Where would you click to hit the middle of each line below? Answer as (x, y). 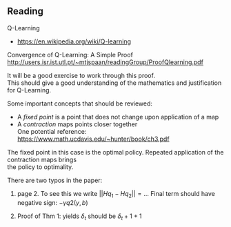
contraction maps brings (42, 159)
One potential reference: (52, 131)
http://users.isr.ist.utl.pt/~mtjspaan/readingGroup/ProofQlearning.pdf (105, 62)
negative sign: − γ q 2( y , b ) (52, 202)
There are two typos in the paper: (55, 180)
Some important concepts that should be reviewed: (80, 103)
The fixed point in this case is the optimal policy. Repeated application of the (115, 152)
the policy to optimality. (40, 167)
